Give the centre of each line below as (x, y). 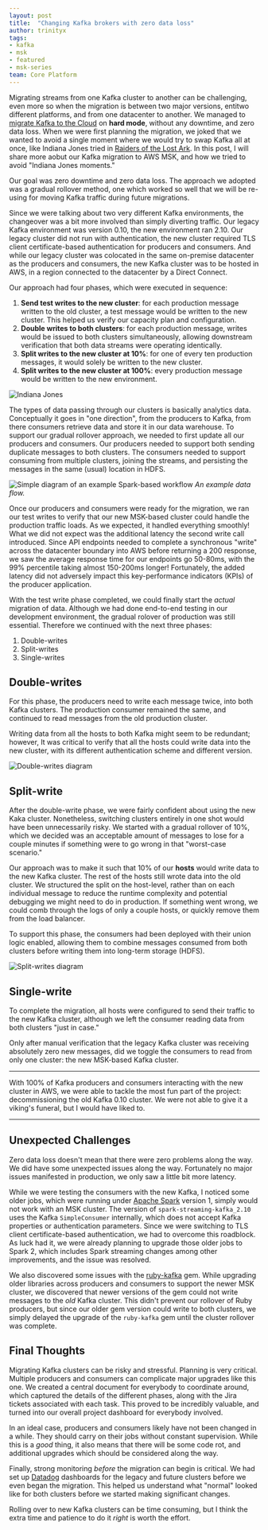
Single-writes (43, 657)
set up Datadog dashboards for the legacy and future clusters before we (128, 1477)
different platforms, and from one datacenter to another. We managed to (127, 114)
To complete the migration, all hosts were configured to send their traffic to (132, 1010)
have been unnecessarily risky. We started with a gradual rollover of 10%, (129, 827)
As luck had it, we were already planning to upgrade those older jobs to (126, 1243)
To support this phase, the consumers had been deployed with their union (130, 934)
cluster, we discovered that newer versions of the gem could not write (124, 1292)
